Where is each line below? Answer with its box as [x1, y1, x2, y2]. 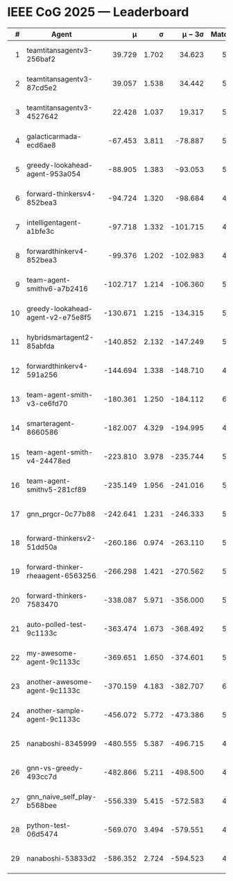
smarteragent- [26, 418, 76, 428]
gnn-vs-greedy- [26, 763, 84, 772]
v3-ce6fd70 [26, 398, 68, 408]
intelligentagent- [26, 217, 82, 227]
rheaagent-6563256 [26, 571, 96, 580]
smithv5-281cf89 [26, 484, 87, 494]
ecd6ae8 [26, 140, 57, 150]
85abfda [26, 341, 55, 351]
